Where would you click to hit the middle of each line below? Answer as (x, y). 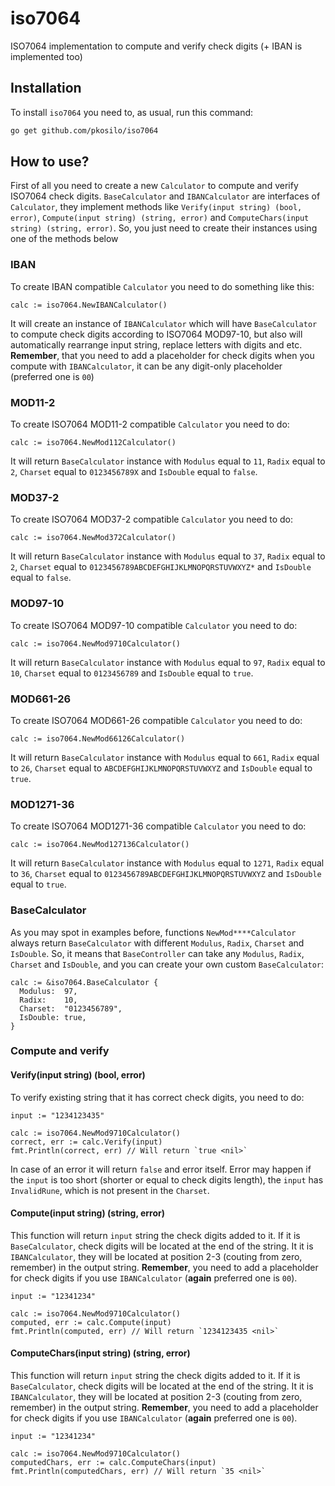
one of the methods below (64, 239)
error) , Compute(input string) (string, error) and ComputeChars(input (160, 218)
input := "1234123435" (57, 1115)
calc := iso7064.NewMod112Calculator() (93, 443)
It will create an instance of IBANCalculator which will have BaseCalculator (164, 323)
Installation (46, 88)
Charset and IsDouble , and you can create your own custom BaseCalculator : (167, 964)
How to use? (50, 162)
